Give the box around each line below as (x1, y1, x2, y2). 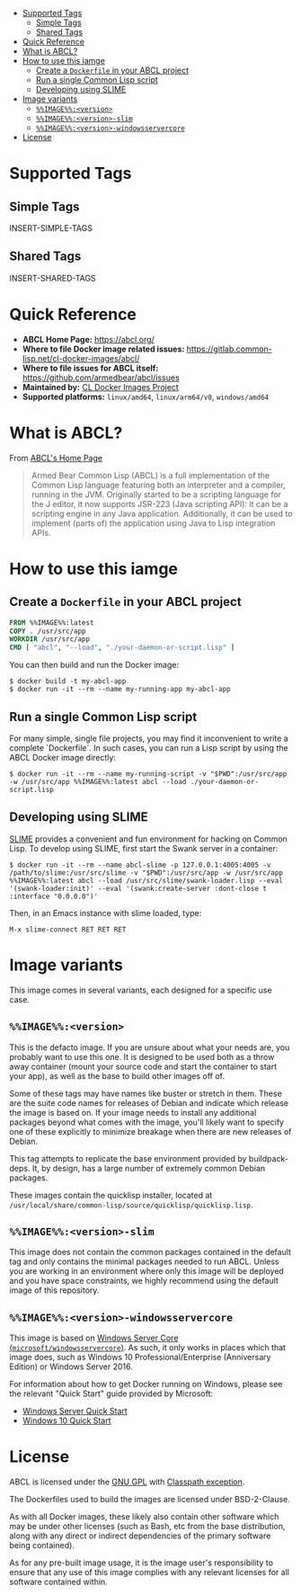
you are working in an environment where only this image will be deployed (9, 1266, 285, 1277)
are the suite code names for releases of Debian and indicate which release (9, 1097, 289, 1109)
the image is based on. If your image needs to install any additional (9, 1107, 257, 1118)
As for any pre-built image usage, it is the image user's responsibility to (9, 1557, 274, 1568)
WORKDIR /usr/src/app (9, 635, 91, 644)
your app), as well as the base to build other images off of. (9, 1070, 225, 1082)
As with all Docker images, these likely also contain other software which (9, 1511, 279, 1522)
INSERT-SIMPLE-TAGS (9, 223, 93, 233)
